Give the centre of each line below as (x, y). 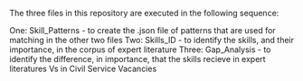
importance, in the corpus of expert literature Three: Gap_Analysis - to (140, 49)
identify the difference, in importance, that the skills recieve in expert (137, 59)
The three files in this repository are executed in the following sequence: (144, 13)
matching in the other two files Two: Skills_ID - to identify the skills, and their (151, 40)
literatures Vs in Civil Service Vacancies (83, 68)
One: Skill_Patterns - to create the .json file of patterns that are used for (142, 30)
